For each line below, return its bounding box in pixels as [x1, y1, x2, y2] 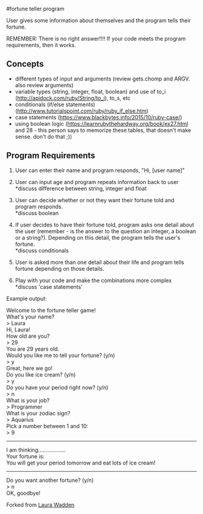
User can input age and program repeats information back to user [14, 178, 179, 185]
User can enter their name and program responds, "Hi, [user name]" [14, 166, 185, 174]
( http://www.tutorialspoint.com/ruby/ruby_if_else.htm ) [14, 107, 149, 114]
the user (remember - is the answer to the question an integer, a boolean [14, 227, 196, 235]
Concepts [6, 59, 44, 69]
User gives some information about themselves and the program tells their [6, 17, 192, 24]
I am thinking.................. [6, 446, 66, 453]
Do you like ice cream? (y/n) [6, 371, 76, 378]
